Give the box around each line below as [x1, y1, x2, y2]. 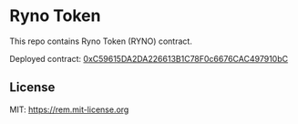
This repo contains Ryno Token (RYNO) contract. [9, 36, 193, 46]
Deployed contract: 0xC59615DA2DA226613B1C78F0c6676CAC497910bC [9, 53, 289, 64]
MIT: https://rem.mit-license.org [9, 104, 129, 115]
